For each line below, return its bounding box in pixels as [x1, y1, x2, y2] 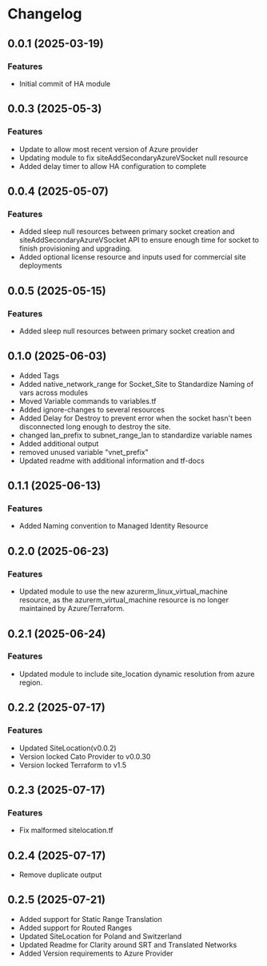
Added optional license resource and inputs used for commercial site [18, 252, 246, 262]
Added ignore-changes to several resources [18, 405, 165, 414]
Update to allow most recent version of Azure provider [18, 144, 199, 154]
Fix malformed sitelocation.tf [18, 826, 114, 835]
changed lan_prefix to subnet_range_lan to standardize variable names [18, 430, 253, 440]
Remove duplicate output [18, 870, 102, 879]
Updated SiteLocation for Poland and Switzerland [18, 931, 182, 941]
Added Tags [18, 370, 60, 380]
